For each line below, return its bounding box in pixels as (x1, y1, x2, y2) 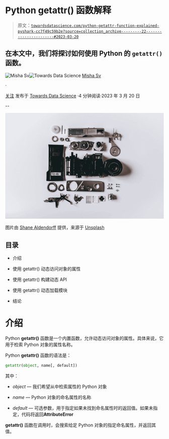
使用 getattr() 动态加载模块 (12, 287, 68, 294)
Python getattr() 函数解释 (5, 5, 112, 16)
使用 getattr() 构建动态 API (12, 276, 67, 283)
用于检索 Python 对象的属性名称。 (5, 342, 75, 348)
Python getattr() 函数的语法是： (5, 352, 71, 359)
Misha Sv (82, 72, 102, 78)
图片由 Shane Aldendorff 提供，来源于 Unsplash (5, 224, 105, 230)
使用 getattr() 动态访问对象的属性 (12, 266, 81, 272)
